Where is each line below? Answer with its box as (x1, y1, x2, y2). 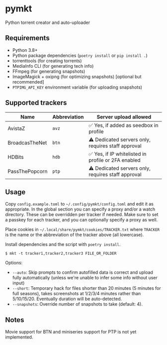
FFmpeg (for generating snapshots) (12, 68, 85, 74)
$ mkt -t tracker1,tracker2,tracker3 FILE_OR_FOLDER (5, 251, 117, 256)
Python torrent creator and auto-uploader (5, 19, 90, 25)
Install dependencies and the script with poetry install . (5, 241, 121, 247)
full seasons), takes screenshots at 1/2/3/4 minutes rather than (12, 291, 141, 297)
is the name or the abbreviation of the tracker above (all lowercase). (5, 232, 144, 238)
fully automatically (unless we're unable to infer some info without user (12, 275, 158, 281)
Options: (5, 260, 23, 266)
